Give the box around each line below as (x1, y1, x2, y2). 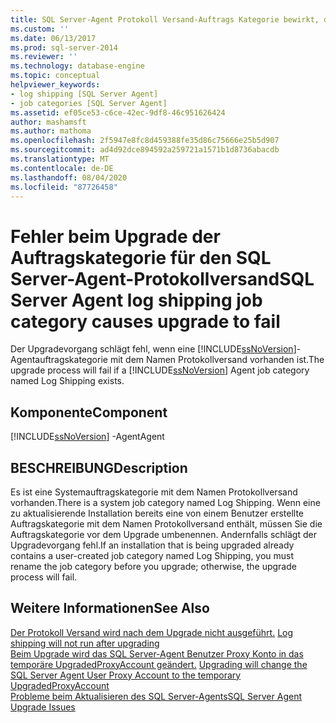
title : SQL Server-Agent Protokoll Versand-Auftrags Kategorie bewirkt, (10, 14, 320, 25)
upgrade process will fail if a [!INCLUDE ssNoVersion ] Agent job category (10, 364, 310, 376)
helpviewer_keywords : (10, 80, 101, 90)
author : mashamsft (10, 117, 87, 127)
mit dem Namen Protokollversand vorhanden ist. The (109, 354, 325, 366)
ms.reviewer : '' (10, 52, 78, 62)
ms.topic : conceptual (10, 71, 101, 81)
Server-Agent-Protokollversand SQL (10, 267, 315, 290)
